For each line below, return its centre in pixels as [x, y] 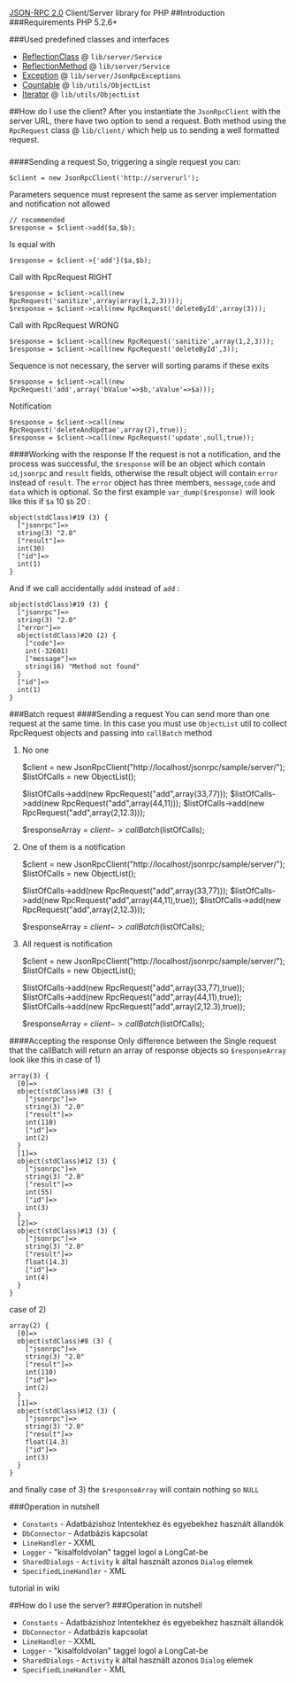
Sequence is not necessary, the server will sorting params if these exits [139, 365]
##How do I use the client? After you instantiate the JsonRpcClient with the [145, 111]
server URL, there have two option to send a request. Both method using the [148, 121]
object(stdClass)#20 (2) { [67, 635]
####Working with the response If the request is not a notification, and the [145, 454]
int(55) [39, 1192]
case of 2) [28, 1309]
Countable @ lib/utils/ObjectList [87, 85]
